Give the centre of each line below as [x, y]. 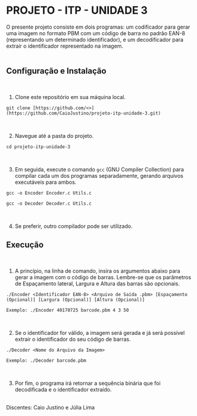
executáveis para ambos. [46, 182]
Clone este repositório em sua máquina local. [70, 97]
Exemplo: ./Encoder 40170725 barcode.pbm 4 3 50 [68, 310]
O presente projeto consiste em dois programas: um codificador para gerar [98, 27]
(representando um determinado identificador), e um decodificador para [95, 39]
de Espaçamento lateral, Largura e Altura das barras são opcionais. [97, 284]
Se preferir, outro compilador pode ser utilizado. [74, 226]
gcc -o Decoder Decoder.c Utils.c [49, 204]
